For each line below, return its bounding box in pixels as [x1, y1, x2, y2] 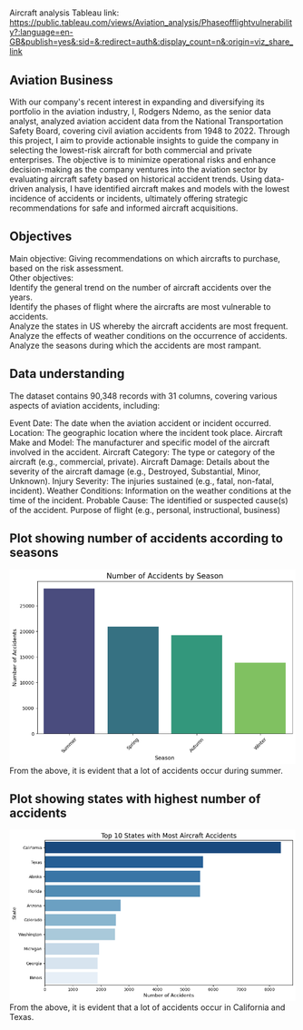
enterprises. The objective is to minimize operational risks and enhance [9, 154, 277, 165]
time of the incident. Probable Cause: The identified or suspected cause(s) [9, 494, 288, 506]
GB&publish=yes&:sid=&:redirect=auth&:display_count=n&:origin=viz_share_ [9, 36, 294, 47]
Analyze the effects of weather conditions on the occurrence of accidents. [9, 330, 288, 341]
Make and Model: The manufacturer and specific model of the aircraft [9, 437, 270, 448]
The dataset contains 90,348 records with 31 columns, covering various [9, 390, 279, 401]
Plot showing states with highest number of [9, 791, 261, 807]
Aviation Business [9, 72, 113, 88]
